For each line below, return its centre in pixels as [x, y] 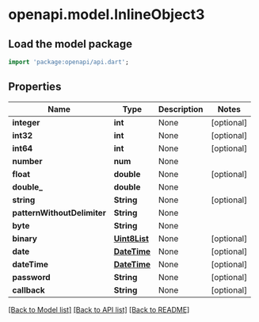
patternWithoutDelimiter [59, 213]
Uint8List [131, 238]
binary [25, 238]
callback [29, 289]
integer [26, 122]
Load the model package [70, 44]
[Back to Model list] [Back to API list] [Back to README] [99, 309]
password [31, 277]
